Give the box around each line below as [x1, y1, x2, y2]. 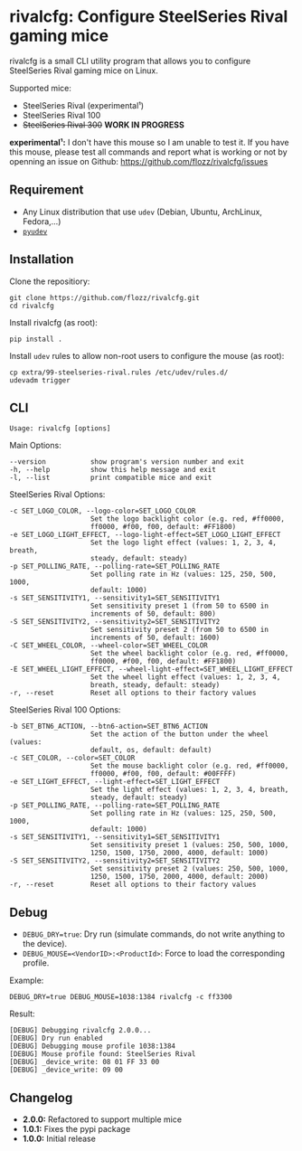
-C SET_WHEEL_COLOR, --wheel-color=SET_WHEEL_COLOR [9, 641, 208, 650]
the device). [22, 939, 68, 949]
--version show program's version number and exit [9, 458, 245, 467]
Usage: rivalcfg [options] [9, 424, 111, 433]
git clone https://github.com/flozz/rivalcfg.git [9, 293, 201, 302]
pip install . [9, 335, 63, 344]
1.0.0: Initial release [22, 1133, 97, 1144]
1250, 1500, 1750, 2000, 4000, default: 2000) [90, 873, 269, 882]
